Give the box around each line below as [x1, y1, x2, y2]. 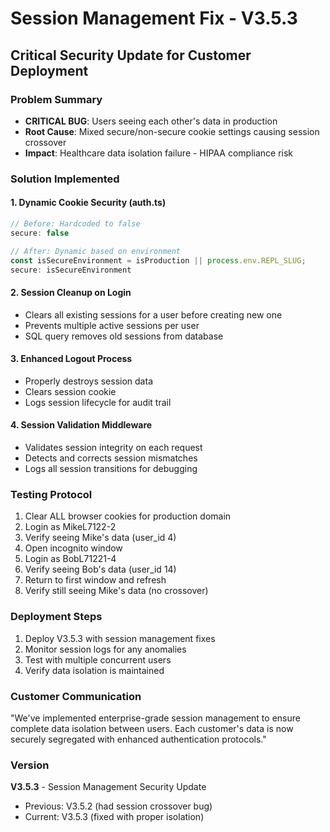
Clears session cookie [24, 385, 117, 397]
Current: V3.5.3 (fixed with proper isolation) [24, 811, 205, 823]
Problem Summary [10, 92, 103, 106]
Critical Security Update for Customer [10, 47, 252, 64]
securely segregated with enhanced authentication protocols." [10, 733, 267, 745]
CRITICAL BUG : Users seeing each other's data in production [24, 115, 278, 127]
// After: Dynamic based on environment [10, 246, 182, 256]
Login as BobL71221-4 [24, 553, 117, 565]
